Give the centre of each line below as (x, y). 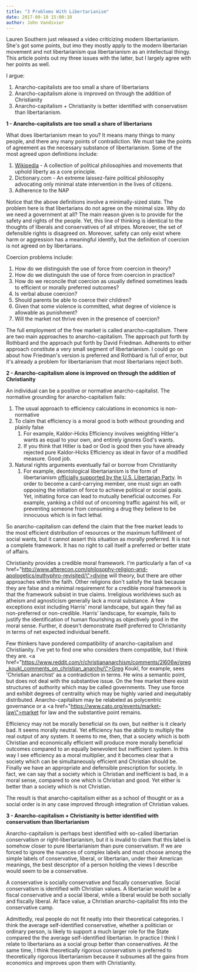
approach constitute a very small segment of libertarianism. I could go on (95, 349)
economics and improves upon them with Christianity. (71, 963)
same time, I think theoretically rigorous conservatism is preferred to (89, 950)
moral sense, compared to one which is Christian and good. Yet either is (93, 780)
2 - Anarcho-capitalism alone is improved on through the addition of (91, 373)
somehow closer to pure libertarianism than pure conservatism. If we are (94, 846)
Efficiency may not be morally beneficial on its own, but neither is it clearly (96, 724)
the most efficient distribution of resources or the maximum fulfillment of (94, 533)
